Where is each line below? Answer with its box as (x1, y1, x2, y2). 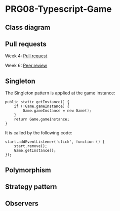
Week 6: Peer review (5, 63, 47, 69)
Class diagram (5, 23, 50, 32)
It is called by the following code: (5, 130, 73, 136)
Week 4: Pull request (5, 53, 48, 59)
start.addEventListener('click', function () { (5, 139, 105, 144)
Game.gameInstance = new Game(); (23, 108, 92, 113)
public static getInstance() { (5, 100, 70, 105)
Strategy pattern (5, 182, 57, 191)
